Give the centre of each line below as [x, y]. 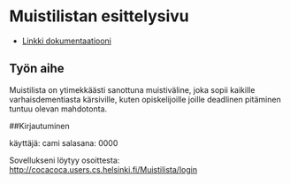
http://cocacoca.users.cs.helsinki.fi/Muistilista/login [103, 169]
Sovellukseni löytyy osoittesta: [65, 160]
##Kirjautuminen [39, 126]
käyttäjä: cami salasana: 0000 [64, 142]
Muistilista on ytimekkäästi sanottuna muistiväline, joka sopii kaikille [132, 89]
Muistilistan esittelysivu [99, 16]
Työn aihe [37, 69]
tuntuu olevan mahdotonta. [58, 109]
